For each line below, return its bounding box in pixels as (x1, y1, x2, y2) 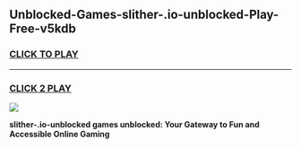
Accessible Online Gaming (9, 128, 110, 139)
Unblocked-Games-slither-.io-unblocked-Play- (9, 7, 279, 22)
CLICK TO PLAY (9, 48, 79, 61)
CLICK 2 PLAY (9, 82, 72, 94)
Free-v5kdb (9, 22, 76, 37)
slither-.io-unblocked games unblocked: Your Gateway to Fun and (9, 118, 260, 129)
